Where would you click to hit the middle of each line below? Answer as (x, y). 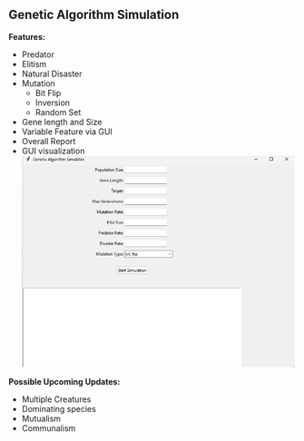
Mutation (38, 83)
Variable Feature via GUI (67, 132)
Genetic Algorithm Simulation (94, 15)
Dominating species (59, 408)
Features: (27, 36)
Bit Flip (48, 93)
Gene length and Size (62, 122)
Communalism (49, 428)
